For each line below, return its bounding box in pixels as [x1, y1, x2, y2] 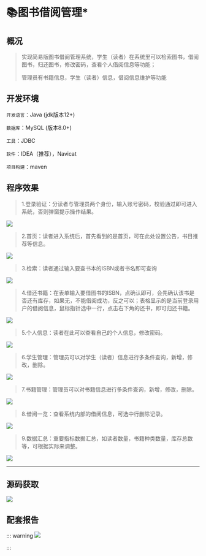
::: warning [6, 532, 34, 539]
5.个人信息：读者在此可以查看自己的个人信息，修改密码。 [21, 329, 166, 336]
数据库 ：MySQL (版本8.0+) [6, 124, 72, 131]
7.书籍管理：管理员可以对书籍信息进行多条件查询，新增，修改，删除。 [21, 386, 198, 393]
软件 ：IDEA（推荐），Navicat [6, 150, 77, 157]
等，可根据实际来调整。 [21, 442, 81, 449]
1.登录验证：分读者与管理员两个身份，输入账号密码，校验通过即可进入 [21, 200, 197, 207]
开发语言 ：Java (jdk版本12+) [6, 111, 75, 118]
